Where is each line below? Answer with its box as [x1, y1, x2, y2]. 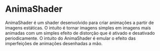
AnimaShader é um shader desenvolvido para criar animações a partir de [5, 20, 154, 25]
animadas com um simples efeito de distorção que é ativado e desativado [5, 30, 155, 36]
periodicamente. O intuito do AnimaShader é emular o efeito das [5, 35, 136, 41]
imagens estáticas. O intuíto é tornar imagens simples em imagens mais [5, 25, 151, 30]
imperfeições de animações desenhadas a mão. [5, 40, 103, 46]
